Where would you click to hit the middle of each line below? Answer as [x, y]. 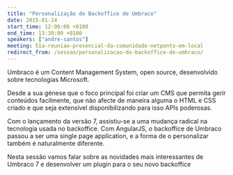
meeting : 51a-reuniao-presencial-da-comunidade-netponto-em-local [105, 46]
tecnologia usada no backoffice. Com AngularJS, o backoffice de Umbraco [114, 128]
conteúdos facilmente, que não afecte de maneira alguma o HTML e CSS [112, 100]
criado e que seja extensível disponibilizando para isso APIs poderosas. [110, 108]
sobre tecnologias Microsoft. [48, 79]
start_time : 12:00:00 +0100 [48, 26]
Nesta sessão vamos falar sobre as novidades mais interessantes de [105, 156]
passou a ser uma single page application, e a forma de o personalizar [108, 135]
